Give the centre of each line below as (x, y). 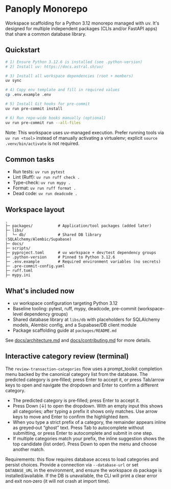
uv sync (14, 81)
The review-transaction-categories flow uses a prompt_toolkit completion (84, 369)
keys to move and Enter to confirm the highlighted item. (71, 417)
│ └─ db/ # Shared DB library (53, 235)
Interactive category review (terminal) (67, 356)
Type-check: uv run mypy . (42, 183)
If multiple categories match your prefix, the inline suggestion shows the (89, 438)
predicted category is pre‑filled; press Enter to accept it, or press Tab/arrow (85, 379)
